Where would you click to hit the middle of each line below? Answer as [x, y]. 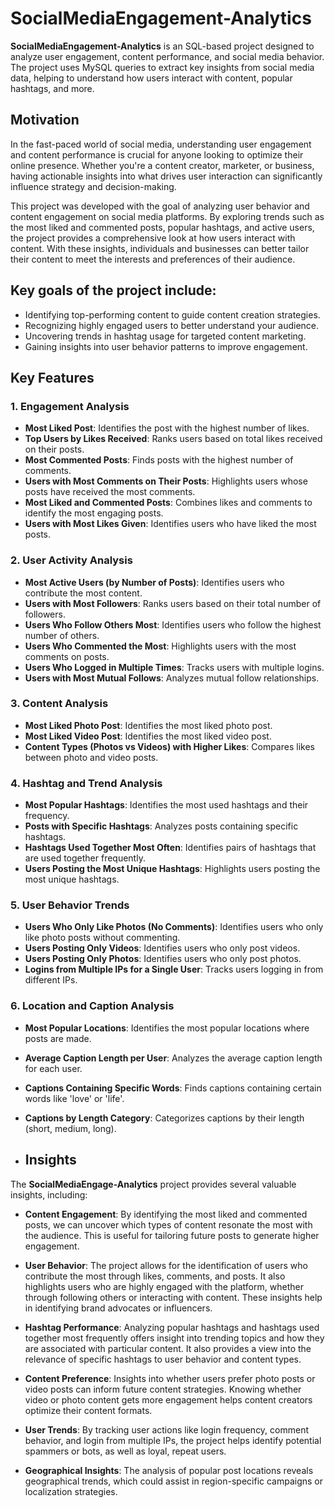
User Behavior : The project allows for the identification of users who [166, 1265]
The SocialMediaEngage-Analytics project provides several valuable [153, 1184]
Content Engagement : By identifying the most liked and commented [166, 1214]
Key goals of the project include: [113, 290]
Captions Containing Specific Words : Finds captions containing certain [173, 1088]
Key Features [52, 377]
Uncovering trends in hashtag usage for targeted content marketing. [165, 336]
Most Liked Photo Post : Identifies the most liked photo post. [148, 725]
